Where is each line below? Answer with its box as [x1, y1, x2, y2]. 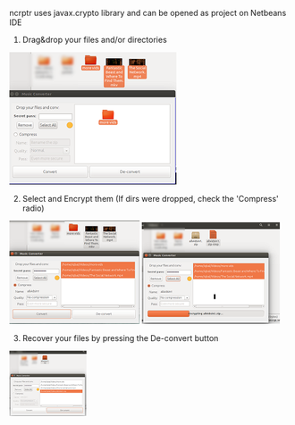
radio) [21, 203, 45, 213]
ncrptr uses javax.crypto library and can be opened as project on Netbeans [9, 8, 287, 18]
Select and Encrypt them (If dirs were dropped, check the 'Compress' [21, 194, 279, 204]
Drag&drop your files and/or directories [21, 35, 167, 45]
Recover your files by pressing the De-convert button [21, 333, 219, 343]
